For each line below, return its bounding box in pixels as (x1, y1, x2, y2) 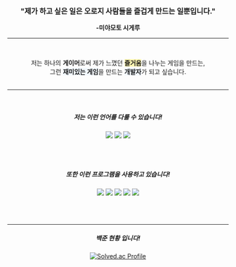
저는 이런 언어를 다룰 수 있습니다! (73, 113, 163, 121)
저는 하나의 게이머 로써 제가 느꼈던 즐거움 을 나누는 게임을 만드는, (30, 58, 206, 68)
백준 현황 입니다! (96, 234, 140, 242)
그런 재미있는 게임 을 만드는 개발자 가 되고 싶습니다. (49, 68, 187, 76)
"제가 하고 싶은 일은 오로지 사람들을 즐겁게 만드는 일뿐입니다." (20, 6, 216, 15)
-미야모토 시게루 (96, 23, 140, 32)
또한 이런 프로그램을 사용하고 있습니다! (65, 170, 171, 178)
